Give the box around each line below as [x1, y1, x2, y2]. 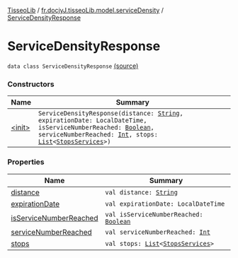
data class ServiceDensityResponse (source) [7, 61, 139, 70]
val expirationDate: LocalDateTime [105, 199, 225, 208]
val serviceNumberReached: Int [105, 228, 211, 236]
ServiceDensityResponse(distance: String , [38, 110, 183, 117]
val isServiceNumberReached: [105, 210, 203, 218]
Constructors [7, 79, 55, 89]
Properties [7, 157, 45, 167]
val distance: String [105, 188, 178, 197]
